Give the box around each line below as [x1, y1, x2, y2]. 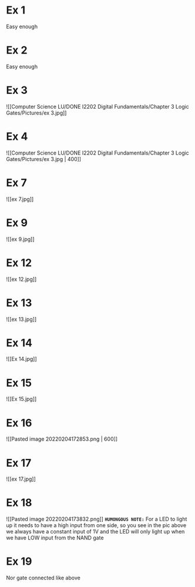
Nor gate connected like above [6, 574, 80, 582]
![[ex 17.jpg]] [6, 475, 36, 482]
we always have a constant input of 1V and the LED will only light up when [6, 528, 185, 535]
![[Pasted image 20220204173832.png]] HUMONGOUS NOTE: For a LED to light [6, 515, 187, 523]
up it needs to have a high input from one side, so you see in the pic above [6, 522, 187, 529]
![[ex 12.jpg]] [6, 276, 37, 283]
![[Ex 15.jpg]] [6, 395, 37, 402]
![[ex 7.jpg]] [6, 195, 34, 203]
